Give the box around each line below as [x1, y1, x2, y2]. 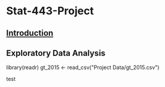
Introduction [6, 28, 54, 38]
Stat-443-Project [6, 4, 94, 18]
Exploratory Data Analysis [6, 48, 106, 58]
